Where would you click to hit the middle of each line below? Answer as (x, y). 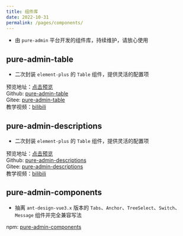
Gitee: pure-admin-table (36, 100)
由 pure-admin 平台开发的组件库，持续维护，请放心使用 (81, 40)
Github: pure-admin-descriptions (46, 160)
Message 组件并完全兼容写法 (48, 215)
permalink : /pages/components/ (45, 23)
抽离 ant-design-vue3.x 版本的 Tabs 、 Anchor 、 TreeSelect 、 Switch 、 (97, 208)
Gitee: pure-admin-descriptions (45, 166)
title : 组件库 (22, 12)
